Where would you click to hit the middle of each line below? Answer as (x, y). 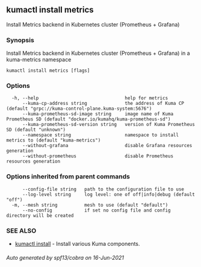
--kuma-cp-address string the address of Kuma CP (103, 104)
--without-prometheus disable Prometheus (97, 156)
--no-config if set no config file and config (96, 210)
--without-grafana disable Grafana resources (107, 146)
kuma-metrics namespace (39, 60)
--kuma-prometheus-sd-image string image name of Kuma (97, 114)
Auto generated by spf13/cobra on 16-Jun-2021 (65, 257)
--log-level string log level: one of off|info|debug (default (109, 194)
